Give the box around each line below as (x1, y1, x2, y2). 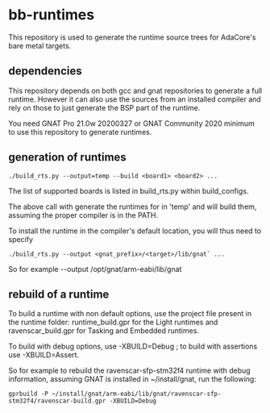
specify (8, 234, 34, 244)
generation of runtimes (8, 151, 127, 165)
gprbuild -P (8, 390, 48, 398)
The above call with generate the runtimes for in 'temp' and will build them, (8, 202, 257, 211)
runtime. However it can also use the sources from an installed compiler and (8, 94, 262, 104)
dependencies (8, 65, 82, 78)
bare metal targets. (8, 40, 72, 50)
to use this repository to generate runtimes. (8, 127, 152, 136)
